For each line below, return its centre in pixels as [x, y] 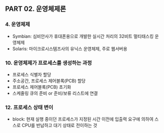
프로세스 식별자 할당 [32, 74]
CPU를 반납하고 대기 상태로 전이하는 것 [59, 126]
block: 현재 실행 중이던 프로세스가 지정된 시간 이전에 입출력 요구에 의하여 [83, 119]
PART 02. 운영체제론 [36, 9]
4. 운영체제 [18, 24]
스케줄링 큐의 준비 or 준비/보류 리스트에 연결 [55, 93]
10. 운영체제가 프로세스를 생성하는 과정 [48, 63]
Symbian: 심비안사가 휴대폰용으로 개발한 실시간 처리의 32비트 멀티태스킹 [83, 36]
